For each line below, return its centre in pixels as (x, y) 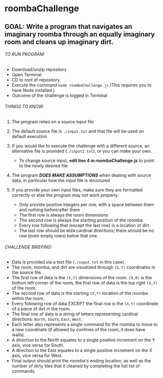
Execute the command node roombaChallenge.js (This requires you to (81, 85)
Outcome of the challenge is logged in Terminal (59, 95)
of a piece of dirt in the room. (41, 309)
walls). (18, 335)
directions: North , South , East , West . (47, 319)
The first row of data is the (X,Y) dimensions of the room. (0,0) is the (82, 278)
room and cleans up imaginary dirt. (59, 42)
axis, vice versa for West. (37, 356)
